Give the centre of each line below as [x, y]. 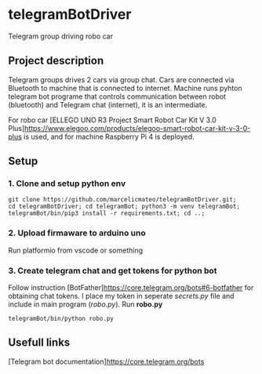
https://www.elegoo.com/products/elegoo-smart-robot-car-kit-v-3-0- [138, 128]
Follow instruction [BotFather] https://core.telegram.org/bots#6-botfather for [131, 288]
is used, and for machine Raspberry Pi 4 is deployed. [109, 136]
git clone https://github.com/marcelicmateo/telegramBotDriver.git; [122, 200]
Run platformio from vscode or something [76, 250]
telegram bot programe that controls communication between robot [117, 96]
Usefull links [39, 343]
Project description [56, 61]
